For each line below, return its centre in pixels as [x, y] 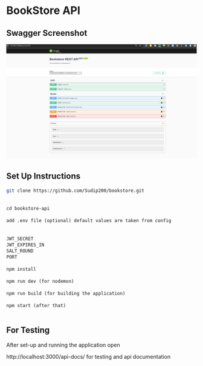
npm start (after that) [36, 305]
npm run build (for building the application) [66, 293]
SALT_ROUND [20, 251]
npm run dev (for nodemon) [40, 281]
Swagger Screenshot [47, 33]
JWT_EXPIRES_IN [25, 245]
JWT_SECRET [20, 239]
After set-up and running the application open [63, 345]
